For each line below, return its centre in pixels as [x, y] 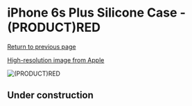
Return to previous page [42, 46]
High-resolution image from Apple [56, 60]
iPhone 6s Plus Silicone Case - [96, 13]
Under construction [50, 95]
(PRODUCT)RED [54, 27]
